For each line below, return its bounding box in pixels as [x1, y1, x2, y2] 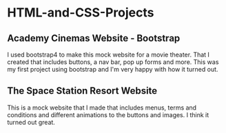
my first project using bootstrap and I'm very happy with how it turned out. [7, 65, 218, 73]
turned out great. [7, 118, 55, 126]
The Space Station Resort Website [7, 85, 158, 97]
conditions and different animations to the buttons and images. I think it [7, 110, 209, 119]
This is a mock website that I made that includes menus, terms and [7, 103, 197, 112]
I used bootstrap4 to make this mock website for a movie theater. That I [7, 50, 210, 59]
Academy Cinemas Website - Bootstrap [7, 32, 181, 44]
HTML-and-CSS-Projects [7, 5, 154, 21]
